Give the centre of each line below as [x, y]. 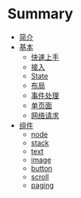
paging [42, 185]
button [42, 168]
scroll [40, 176]
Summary [40, 14]
